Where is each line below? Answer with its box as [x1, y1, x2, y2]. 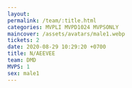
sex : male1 [7, 70, 40, 77]
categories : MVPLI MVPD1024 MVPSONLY [7, 23, 119, 31]
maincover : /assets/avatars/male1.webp [7, 30, 126, 38]
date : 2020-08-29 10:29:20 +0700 [7, 43, 106, 50]
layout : [7, 10, 31, 18]
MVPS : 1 [7, 63, 31, 70]
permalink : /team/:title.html [7, 17, 97, 24]
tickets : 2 [7, 37, 40, 44]
